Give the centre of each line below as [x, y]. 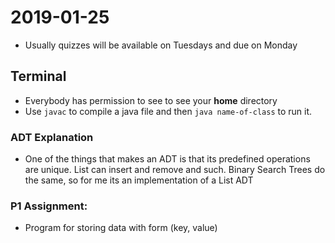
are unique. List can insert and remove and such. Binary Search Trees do [175, 170]
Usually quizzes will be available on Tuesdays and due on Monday [161, 45]
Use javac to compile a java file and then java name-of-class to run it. [168, 111]
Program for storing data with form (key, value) [121, 228]
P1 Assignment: [49, 206]
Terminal [38, 76]
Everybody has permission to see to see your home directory [151, 100]
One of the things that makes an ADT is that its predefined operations [167, 159]
